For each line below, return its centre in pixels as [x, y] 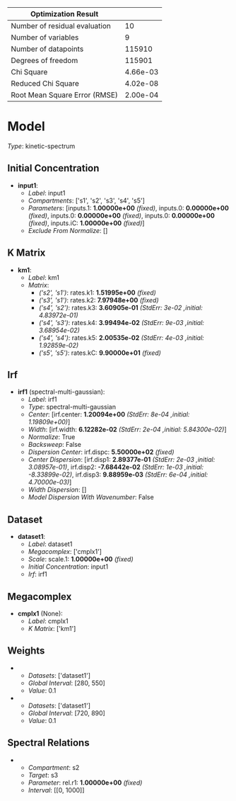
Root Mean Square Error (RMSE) [65, 95]
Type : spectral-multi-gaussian [72, 407]
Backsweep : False [55, 445]
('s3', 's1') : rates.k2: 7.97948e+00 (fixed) [99, 300]
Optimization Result [65, 14]
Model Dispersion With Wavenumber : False [91, 497]
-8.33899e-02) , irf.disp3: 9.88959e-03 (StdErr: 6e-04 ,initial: [118, 475]
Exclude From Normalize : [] [68, 230]
